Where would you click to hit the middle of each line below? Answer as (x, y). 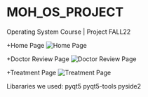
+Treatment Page (32, 72)
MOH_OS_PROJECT (65, 12)
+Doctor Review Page (38, 59)
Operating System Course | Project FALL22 (69, 32)
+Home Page (26, 45)
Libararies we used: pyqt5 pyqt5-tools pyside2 (74, 86)
